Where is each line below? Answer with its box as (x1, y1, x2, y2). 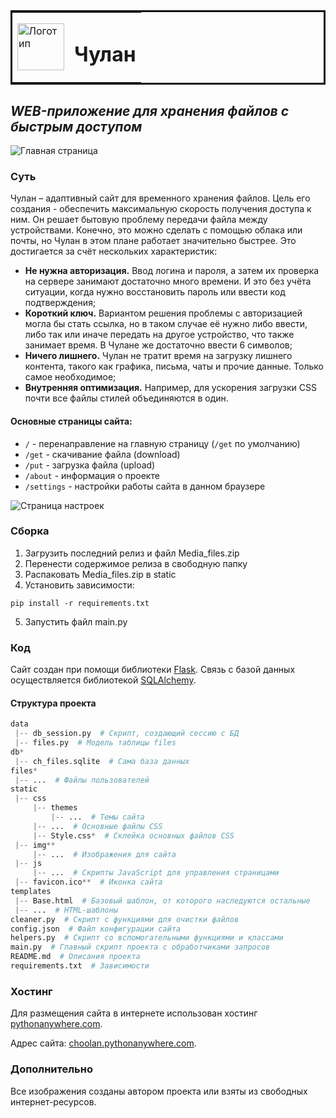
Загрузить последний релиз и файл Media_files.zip (24, 547, 240, 559)
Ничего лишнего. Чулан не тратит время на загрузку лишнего (24, 350, 293, 362)
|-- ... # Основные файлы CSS (32, 821, 163, 831)
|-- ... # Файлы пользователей (14, 775, 150, 785)
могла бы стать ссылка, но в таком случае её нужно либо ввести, (24, 318, 308, 330)
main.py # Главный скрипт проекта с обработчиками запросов (10, 942, 271, 953)
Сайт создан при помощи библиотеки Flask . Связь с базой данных (10, 664, 296, 676)
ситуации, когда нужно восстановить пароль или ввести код (24, 286, 286, 298)
